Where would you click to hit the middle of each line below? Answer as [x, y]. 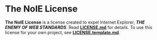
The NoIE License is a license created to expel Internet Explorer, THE [75, 22]
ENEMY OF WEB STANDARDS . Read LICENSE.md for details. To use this [79, 27]
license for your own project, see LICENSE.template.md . [63, 32]
